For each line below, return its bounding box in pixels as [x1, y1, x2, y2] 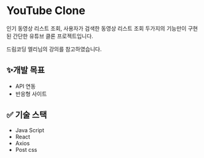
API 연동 [15, 82, 36, 89]
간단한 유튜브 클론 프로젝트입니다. [12, 32, 93, 40]
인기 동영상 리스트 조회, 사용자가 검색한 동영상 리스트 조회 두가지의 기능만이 [6, 24, 187, 32]
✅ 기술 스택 [6, 110, 47, 120]
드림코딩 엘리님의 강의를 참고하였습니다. [6, 45, 102, 53]
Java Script [15, 126, 44, 134]
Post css [15, 146, 37, 153]
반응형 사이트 [15, 90, 47, 97]
